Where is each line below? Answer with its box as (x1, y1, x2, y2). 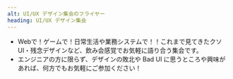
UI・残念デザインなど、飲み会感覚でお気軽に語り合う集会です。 (17, 46, 203, 54)
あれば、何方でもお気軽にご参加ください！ (17, 63, 142, 72)
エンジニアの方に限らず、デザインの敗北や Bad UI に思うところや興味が (17, 54, 226, 63)
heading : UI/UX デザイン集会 (7, 17, 87, 24)
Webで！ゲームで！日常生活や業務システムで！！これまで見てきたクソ (17, 37, 222, 46)
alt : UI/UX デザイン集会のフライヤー (7, 10, 106, 18)
